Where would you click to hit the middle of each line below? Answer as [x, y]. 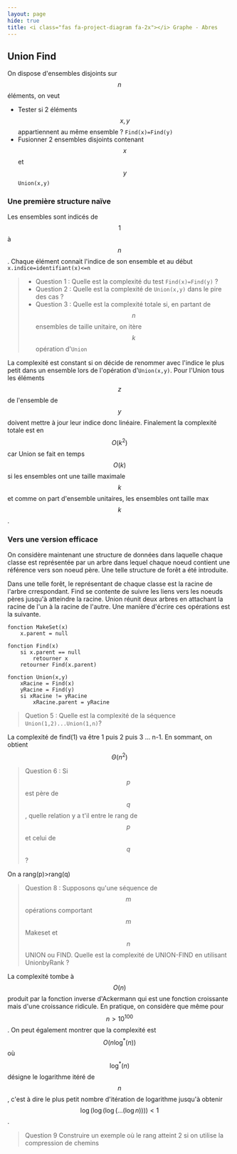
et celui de [40, 838]
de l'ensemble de [33, 400]
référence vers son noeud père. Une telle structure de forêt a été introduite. [118, 570]
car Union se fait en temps [46, 454]
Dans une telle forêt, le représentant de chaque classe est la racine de [110, 584]
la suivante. [24, 615]
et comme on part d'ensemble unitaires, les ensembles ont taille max [108, 499]
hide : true [23, 21]
